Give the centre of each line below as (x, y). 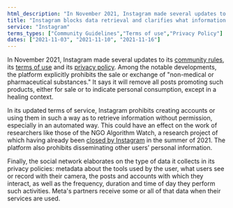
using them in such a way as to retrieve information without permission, (110, 118)
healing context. (30, 97)
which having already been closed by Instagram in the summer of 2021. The (116, 140)
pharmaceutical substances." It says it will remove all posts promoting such (115, 82)
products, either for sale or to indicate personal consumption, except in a (112, 90)
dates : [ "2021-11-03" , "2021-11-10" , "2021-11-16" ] (84, 40)
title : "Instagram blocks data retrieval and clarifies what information (117, 20)
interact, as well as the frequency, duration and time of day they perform (111, 183)
